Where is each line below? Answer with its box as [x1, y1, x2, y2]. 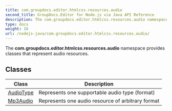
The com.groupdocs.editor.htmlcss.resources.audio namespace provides [5, 45, 165, 51]
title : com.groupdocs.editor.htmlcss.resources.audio [5, 7, 123, 13]
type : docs [5, 21, 29, 27]
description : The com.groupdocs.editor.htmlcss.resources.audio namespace [5, 17, 168, 22]
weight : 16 [5, 26, 29, 32]
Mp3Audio [8, 97, 33, 104]
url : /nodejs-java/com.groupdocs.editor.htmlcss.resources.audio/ [5, 31, 150, 36]
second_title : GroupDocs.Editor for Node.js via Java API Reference [5, 12, 155, 17]
